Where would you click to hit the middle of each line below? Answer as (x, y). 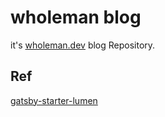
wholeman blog (76, 17)
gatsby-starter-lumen (54, 100)
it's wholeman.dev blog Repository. (83, 45)
